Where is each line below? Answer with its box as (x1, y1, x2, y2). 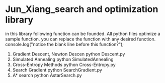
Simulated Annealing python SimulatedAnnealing (12, 56, 114, 62)
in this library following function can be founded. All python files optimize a (5, 30, 160, 36)
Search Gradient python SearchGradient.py (12, 66, 102, 73)
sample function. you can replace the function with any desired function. (5, 36, 156, 42)
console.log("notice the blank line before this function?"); (5, 41, 124, 47)
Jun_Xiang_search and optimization (5, 3, 158, 15)
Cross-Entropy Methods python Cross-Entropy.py (12, 61, 116, 67)
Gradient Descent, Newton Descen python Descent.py (12, 51, 125, 57)
